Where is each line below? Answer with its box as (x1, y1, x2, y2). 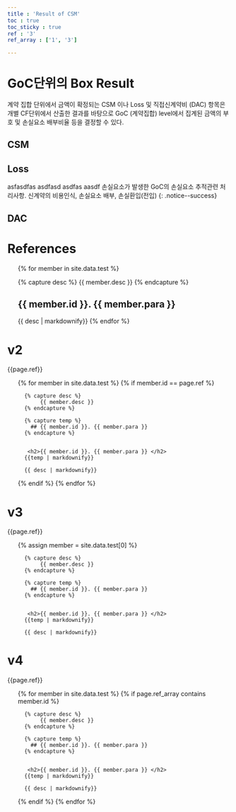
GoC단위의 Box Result (7, 76, 134, 92)
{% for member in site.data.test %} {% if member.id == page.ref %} (17, 379, 215, 388)
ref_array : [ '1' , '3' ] (7, 37, 78, 44)
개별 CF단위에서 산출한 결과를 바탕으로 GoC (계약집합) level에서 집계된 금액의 (7, 109, 222, 117)
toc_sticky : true (7, 23, 61, 30)
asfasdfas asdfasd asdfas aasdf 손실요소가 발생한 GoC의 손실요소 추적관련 (7, 182, 219, 191)
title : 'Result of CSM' (7, 10, 81, 18)
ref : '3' (7, 30, 37, 37)
